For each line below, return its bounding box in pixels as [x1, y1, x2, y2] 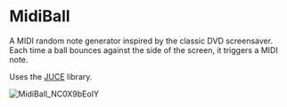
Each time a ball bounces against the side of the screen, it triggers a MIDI [9, 44, 278, 55]
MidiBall [9, 6, 70, 27]
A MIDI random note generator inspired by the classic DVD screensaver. [9, 35, 274, 46]
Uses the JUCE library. [9, 71, 93, 81]
